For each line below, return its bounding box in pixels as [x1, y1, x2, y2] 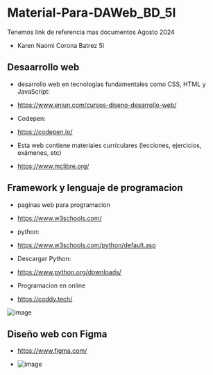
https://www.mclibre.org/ [17, 162, 90, 170]
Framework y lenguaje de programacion [7, 182, 183, 194]
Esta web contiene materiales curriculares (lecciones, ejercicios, [17, 141, 202, 149]
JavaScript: [17, 87, 51, 95]
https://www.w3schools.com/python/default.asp [17, 241, 156, 249]
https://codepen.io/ [17, 127, 73, 136]
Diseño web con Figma [7, 328, 108, 340]
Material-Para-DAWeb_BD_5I [7, 5, 176, 21]
